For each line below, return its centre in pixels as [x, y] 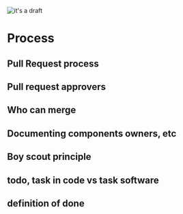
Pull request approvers [57, 87]
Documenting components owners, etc [92, 133]
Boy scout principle [49, 157]
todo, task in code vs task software [83, 180]
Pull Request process [53, 63]
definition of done [46, 203]
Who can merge [42, 110]
